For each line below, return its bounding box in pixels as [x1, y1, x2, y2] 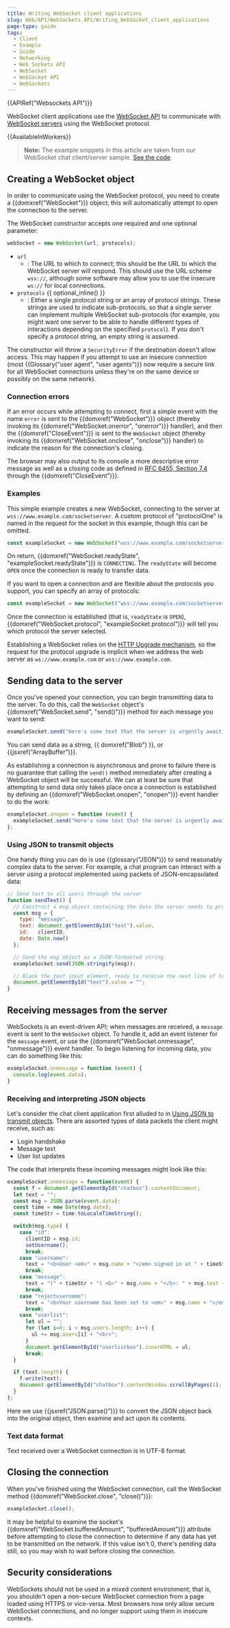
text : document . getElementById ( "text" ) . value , [19, 923, 155, 930]
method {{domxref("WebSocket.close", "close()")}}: [7, 1492, 153, 1500]
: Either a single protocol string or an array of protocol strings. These [27, 295, 221, 304]
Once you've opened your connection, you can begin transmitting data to [7, 693, 214, 701]
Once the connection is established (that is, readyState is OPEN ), [7, 613, 186, 621]
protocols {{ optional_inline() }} [16, 289, 105, 297]
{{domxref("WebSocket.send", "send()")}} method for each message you [7, 707, 214, 716]
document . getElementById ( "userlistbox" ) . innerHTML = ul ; [25, 1344, 192, 1350]
